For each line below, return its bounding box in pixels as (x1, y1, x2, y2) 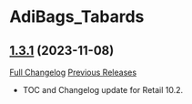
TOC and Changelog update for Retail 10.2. (22, 85, 184, 95)
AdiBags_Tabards (9, 6, 145, 27)
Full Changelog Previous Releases (9, 67, 137, 78)
